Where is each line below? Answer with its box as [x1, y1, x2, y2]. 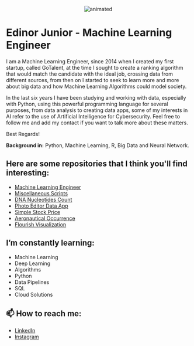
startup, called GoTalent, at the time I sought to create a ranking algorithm [6, 64, 183, 71]
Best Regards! [6, 130, 40, 137]
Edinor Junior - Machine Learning [6, 26, 172, 39]
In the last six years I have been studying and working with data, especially [6, 94, 186, 101]
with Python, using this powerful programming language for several [6, 100, 168, 107]
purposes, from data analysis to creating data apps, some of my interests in [6, 106, 188, 114]
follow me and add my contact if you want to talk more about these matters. [6, 119, 189, 126]
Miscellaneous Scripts [14, 189, 68, 196]
